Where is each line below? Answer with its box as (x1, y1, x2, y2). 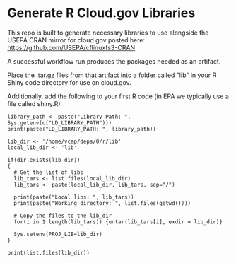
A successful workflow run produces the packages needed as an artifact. (7, 57, 221, 65)
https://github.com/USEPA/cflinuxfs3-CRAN (7, 43, 136, 52)
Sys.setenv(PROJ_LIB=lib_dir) (13, 230, 102, 238)
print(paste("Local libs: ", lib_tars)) (13, 193, 134, 201)
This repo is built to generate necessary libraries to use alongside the (7, 28, 209, 37)
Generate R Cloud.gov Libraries (7, 5, 196, 21)
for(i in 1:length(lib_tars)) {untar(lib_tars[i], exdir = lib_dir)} (13, 218, 223, 226)
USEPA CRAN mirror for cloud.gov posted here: (7, 35, 146, 44)
